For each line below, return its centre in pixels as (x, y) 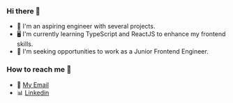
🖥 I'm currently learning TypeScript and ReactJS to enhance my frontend (121, 34)
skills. (25, 44)
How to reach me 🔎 (39, 70)
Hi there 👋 (24, 11)
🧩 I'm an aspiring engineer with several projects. (86, 26)
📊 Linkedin (33, 93)
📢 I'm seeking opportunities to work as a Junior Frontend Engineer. (112, 51)
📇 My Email (33, 85)
